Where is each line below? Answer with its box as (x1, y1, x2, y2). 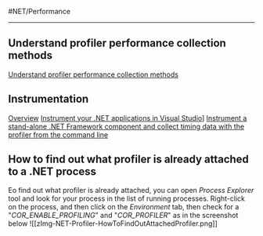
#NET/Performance (8, 7, 70, 16)
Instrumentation (8, 93, 89, 106)
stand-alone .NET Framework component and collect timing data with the (8, 122, 245, 131)
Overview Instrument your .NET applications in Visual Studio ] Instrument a (8, 113, 247, 122)
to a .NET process (8, 165, 96, 179)
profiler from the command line (8, 129, 108, 140)
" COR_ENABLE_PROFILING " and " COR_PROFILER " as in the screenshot (8, 211, 239, 220)
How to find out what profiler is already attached (8, 153, 249, 166)
